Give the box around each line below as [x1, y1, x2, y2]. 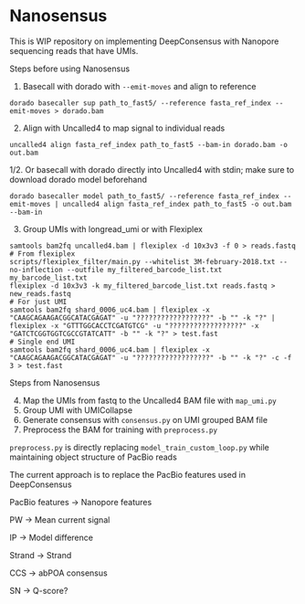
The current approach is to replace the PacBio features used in [9, 469, 247, 480]
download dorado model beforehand [9, 174, 148, 185]
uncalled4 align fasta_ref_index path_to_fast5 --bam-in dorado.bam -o [9, 140, 288, 149]
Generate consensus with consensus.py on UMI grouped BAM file [22, 414, 268, 425]
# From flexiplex [9, 249, 76, 259]
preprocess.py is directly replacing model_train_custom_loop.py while [9, 441, 269, 452]
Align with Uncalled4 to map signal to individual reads [22, 122, 226, 133]
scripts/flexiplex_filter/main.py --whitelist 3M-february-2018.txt [9, 257, 276, 266]
